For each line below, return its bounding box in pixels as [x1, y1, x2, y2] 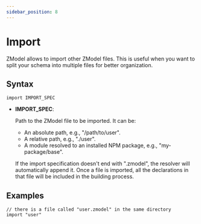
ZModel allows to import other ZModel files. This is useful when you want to [6, 55, 195, 62]
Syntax [6, 79, 34, 89]
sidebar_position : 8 [6, 8, 59, 15]
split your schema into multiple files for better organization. [6, 61, 153, 68]
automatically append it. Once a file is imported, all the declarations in [14, 166, 189, 174]
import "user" [6, 212, 42, 218]
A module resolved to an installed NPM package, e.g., [24, 142, 158, 149]
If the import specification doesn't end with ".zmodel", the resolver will [14, 160, 190, 167]
